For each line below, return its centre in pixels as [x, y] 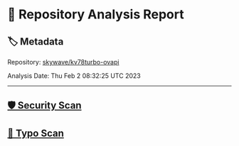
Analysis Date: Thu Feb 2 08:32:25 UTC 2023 [74, 76]
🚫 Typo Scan [36, 133]
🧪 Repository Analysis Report [96, 15]
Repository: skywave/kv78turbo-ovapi [63, 62]
